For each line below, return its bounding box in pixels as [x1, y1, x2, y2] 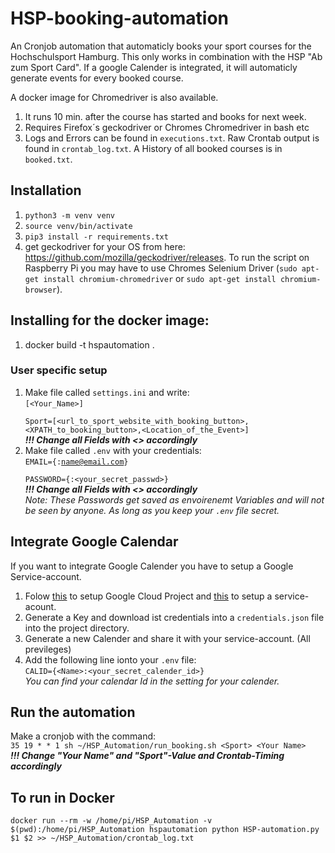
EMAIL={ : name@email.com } [24, 457, 129, 467]
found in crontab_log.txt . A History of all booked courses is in [24, 142, 283, 154]
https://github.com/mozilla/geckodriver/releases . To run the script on [24, 251, 310, 263]
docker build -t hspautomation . [24, 338, 155, 351]
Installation [10, 182, 82, 199]
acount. [24, 600, 57, 612]
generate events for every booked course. [10, 72, 184, 84]
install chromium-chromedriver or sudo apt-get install [43, 272, 277, 284]
